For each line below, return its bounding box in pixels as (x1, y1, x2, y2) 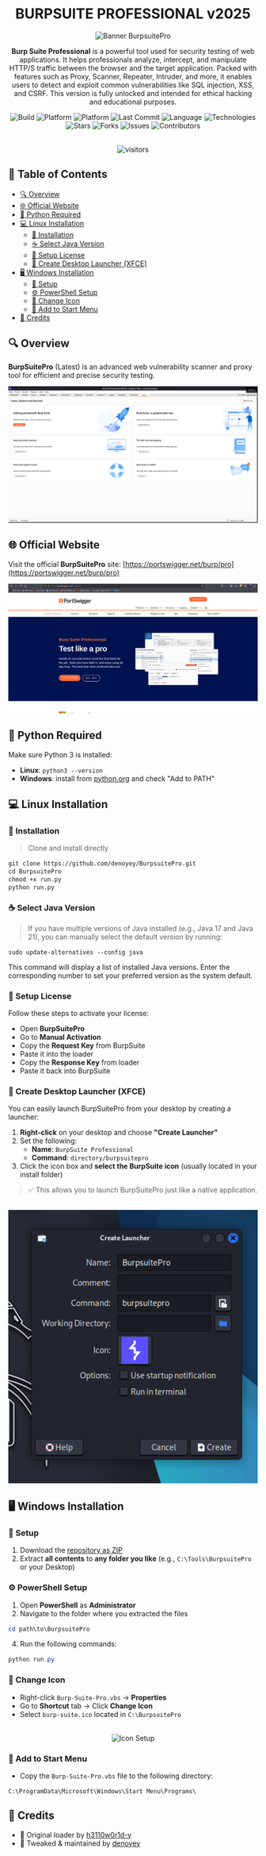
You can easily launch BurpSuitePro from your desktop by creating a (8, 1104, 231, 1114)
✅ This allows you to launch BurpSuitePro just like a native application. (27, 1185, 258, 1195)
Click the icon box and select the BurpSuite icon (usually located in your (19, 1161, 257, 1171)
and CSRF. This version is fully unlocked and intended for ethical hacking (13, 88, 253, 98)
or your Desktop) (19, 1562, 75, 1572)
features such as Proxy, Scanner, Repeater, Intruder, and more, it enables (13, 71, 253, 81)
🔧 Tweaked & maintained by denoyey (19, 1839, 141, 1848)
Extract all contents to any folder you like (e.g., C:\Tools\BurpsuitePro (19, 1554, 252, 1564)
